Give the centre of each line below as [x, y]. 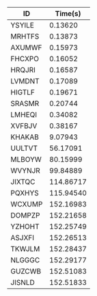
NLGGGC [25, 260]
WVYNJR [26, 170]
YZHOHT [25, 226]
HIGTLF [23, 92]
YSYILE [22, 25]
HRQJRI [23, 70]
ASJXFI [23, 238]
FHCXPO [25, 59]
